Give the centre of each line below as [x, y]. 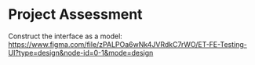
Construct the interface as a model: [66, 36]
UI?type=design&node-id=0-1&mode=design [81, 52]
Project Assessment [75, 14]
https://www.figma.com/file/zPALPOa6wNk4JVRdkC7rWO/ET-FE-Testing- [127, 44]
